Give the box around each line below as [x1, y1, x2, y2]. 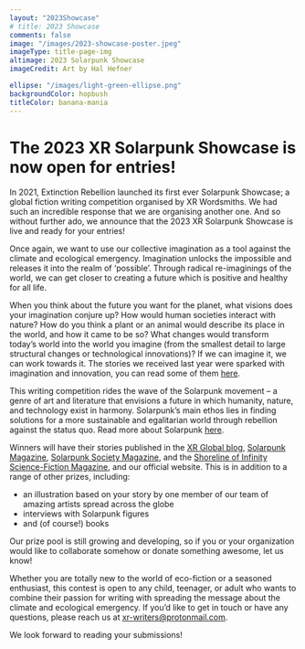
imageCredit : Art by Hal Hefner [9, 65, 132, 74]
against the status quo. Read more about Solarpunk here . [9, 424, 225, 435]
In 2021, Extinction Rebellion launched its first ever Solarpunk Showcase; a [9, 186, 290, 197]
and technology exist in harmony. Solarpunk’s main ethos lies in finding [9, 405, 277, 416]
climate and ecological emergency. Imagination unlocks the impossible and [9, 253, 292, 264]
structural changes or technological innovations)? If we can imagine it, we [9, 348, 288, 359]
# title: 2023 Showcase [9, 22, 100, 31]
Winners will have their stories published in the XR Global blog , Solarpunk [9, 442, 286, 453]
